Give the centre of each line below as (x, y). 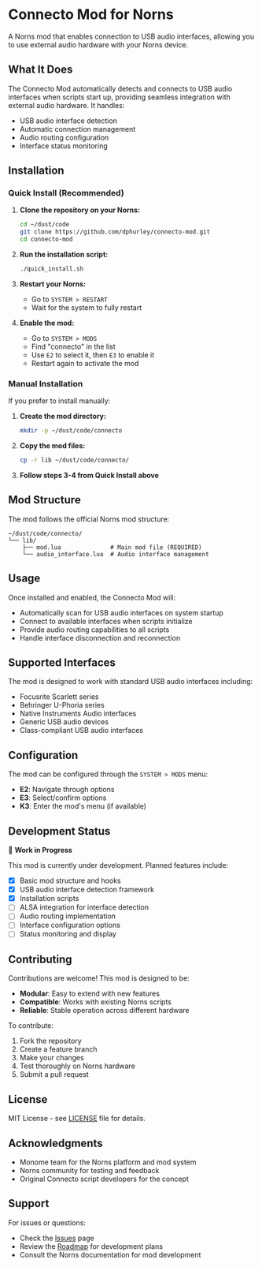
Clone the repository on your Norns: (79, 210)
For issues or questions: (47, 1222)
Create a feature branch (58, 1049)
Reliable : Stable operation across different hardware (105, 1011)
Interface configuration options (70, 925)
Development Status (59, 831)
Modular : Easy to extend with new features (89, 994)
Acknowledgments (56, 1143)
